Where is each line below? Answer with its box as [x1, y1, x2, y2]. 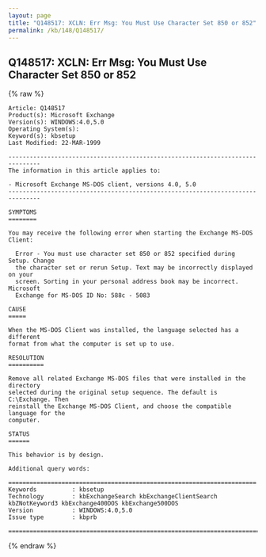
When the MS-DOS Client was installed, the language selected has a [8, 326, 239, 334]
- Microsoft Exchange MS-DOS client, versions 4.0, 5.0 [8, 181, 196, 189]
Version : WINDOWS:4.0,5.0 [8, 506, 133, 515]
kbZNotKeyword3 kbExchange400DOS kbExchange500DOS [8, 500, 179, 508]
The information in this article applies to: [8, 167, 161, 175]
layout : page [8, 11, 51, 20]
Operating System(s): [8, 125, 80, 133]
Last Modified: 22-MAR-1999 [8, 139, 101, 147]
